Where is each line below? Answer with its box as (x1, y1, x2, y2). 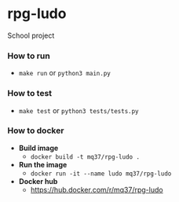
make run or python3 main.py (18, 68, 111, 78)
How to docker (7, 125, 64, 136)
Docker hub (18, 176, 58, 185)
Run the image (18, 160, 68, 169)
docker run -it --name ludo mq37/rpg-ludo (30, 170, 172, 178)
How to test (7, 88, 53, 99)
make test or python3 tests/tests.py (18, 105, 139, 115)
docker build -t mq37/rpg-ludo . (30, 152, 141, 161)
